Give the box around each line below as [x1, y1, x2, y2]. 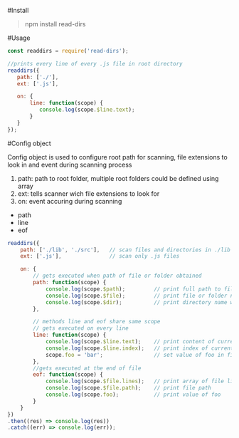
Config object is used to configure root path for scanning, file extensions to [7, 152, 228, 161]
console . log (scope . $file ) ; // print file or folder [45, 292, 228, 299]
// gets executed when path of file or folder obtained [33, 272, 202, 280]
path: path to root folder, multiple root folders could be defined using [17, 174, 219, 182]
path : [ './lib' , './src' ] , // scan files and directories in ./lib [20, 246, 231, 254]
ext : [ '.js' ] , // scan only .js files [20, 253, 180, 260]
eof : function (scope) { [33, 371, 103, 378]
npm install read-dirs [24, 20, 86, 28]
